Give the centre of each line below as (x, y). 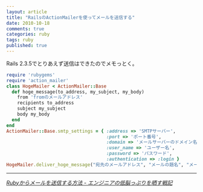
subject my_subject (42, 109)
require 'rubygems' (31, 75)
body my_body (34, 114)
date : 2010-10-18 (28, 23)
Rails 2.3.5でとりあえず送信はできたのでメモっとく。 (72, 63)
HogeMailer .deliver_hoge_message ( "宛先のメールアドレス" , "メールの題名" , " (98, 165)
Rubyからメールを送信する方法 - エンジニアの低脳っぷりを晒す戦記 (89, 182)
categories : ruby (28, 34)
